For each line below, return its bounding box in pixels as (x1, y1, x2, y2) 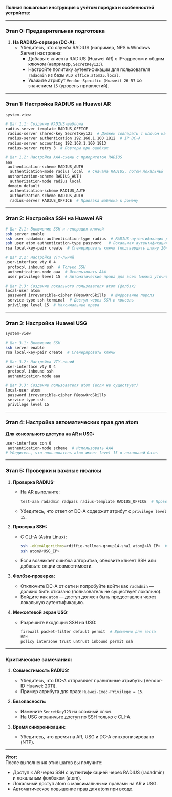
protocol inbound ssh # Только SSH (7, 264, 86, 270)
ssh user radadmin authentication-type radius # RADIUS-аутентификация (5, 236, 164, 241)
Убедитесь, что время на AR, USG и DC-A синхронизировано (20, 734, 155, 740)
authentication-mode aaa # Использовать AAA (7, 269, 106, 274)
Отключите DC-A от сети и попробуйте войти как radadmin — (20, 583, 154, 589)
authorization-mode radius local (10, 179, 81, 184)
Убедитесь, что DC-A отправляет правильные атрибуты (20, 678, 143, 684)
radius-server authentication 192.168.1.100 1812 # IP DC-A (7, 136, 141, 141)
